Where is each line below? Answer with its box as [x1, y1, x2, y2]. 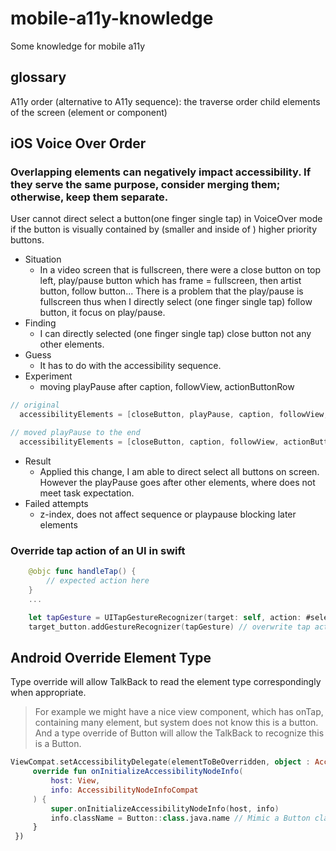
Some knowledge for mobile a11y [10, 40, 146, 52]
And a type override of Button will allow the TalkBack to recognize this [34, 727, 325, 739]
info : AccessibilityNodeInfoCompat [50, 785, 199, 795]
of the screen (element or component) [10, 106, 168, 118]
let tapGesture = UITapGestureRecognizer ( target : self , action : [28, 612, 302, 622]
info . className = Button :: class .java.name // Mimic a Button [50, 813, 311, 823]
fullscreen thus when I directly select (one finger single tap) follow [39, 296, 313, 308]
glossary [10, 69, 67, 86]
